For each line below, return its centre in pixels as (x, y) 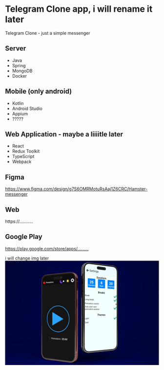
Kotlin (18, 103)
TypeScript (23, 157)
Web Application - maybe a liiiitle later (64, 134)
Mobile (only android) (39, 92)
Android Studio (27, 108)
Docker (20, 76)
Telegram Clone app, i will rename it (79, 9)
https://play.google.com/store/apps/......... (47, 248)
